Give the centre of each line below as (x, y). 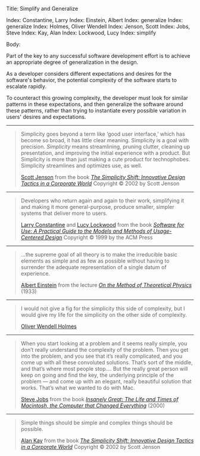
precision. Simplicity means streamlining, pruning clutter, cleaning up (105, 146)
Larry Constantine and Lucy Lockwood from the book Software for (102, 225)
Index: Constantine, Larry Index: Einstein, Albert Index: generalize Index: (95, 20)
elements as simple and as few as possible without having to (95, 261)
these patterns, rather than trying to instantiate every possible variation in (96, 110)
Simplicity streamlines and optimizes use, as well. (82, 165)
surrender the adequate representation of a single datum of (93, 267)
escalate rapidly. (26, 86)
